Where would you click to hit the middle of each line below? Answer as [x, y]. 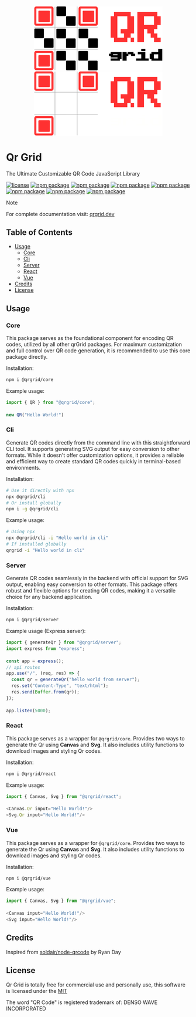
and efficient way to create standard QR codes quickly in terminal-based [94, 461]
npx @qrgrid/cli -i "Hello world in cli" [57, 538]
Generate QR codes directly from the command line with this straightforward [98, 442]
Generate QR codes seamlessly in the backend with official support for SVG [97, 578]
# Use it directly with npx [40, 490]
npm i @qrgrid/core [30, 380]
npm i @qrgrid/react [31, 774]
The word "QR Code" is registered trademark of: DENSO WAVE [82, 1002]
